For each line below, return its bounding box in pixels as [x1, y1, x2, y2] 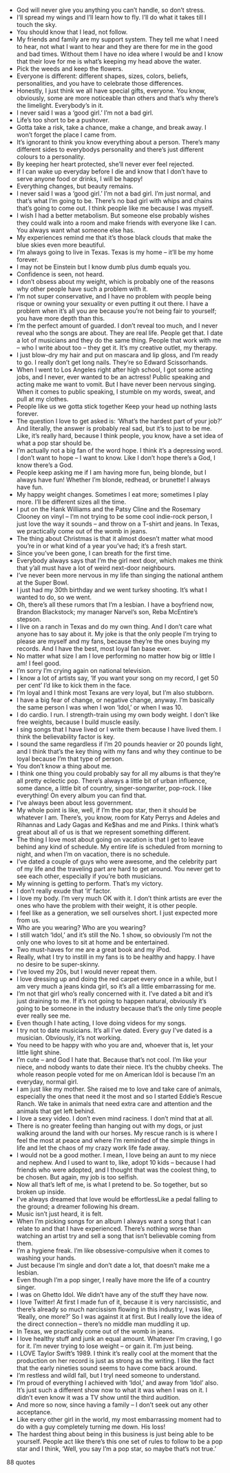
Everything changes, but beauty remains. [16, 182, 134, 190]
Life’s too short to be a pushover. [16, 116, 109, 124]
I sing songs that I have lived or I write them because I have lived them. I [16, 725, 221, 733]
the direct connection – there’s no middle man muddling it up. [16, 1320, 191, 1328]
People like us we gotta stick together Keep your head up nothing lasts [16, 402, 218, 410]
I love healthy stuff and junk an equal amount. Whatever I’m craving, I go [16, 1335, 222, 1342]
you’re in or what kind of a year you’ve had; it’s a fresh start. [16, 542, 187, 550]
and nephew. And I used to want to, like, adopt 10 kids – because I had [16, 1159, 216, 1166]
